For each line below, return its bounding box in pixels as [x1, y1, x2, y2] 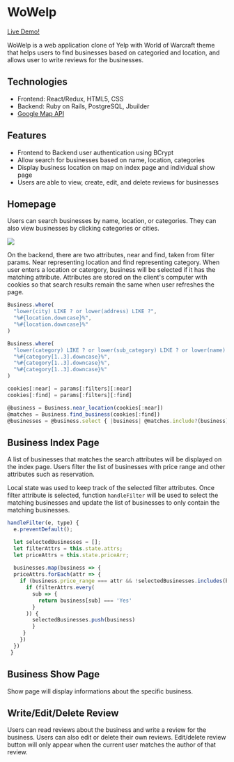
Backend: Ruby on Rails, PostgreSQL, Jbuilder [17, 102, 150, 110]
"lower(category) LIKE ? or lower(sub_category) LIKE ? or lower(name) [13, 347, 226, 354]
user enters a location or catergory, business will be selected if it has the [7, 266, 216, 274]
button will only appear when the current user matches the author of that [7, 740, 216, 749]
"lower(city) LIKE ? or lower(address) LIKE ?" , [13, 308, 157, 315]
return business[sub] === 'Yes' [38, 597, 132, 604]
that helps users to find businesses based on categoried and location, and [7, 48, 220, 57]
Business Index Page [7, 436, 100, 448]
